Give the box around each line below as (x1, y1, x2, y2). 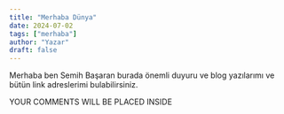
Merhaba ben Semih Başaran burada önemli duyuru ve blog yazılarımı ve (9, 70, 275, 80)
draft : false (9, 46, 58, 55)
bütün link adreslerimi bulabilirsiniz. (9, 80, 138, 90)
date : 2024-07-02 (9, 21, 74, 30)
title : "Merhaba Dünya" (9, 12, 98, 22)
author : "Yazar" (9, 37, 69, 47)
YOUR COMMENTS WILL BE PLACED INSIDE (9, 96, 173, 107)
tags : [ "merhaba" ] (9, 29, 77, 38)
